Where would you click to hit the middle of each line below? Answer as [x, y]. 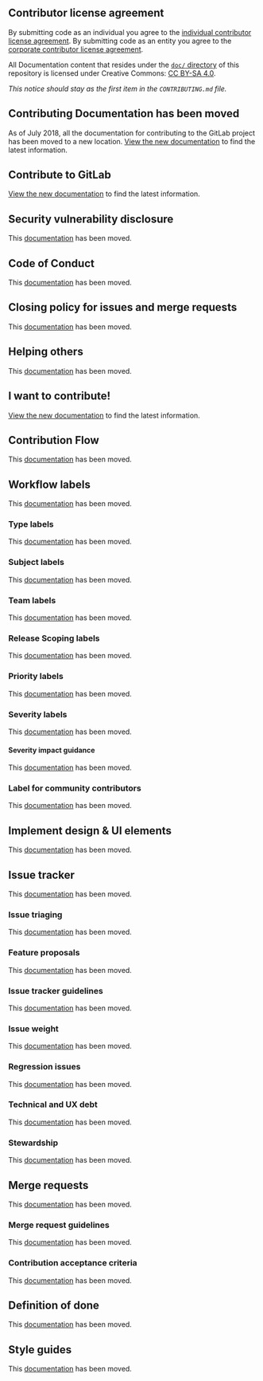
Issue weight [34, 1029]
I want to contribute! [60, 396]
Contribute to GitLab [60, 175]
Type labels [31, 524]
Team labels [32, 600]
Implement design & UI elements [90, 831]
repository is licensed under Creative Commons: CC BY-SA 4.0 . [112, 73]
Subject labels [37, 563]
